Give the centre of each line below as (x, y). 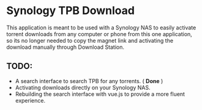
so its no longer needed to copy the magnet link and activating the (90, 40)
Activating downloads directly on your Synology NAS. (83, 87)
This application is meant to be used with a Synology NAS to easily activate (101, 28)
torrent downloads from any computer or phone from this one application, (99, 34)
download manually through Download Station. (65, 47)
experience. (30, 100)
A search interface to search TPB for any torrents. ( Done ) (89, 81)
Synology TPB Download (70, 11)
